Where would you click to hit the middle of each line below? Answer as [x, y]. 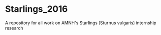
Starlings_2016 [36, 9]
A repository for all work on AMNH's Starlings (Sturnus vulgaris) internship [81, 23]
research [14, 28]
